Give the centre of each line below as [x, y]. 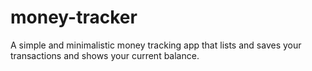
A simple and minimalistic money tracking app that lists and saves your [156, 45]
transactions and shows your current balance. [105, 55]
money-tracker [74, 17]
